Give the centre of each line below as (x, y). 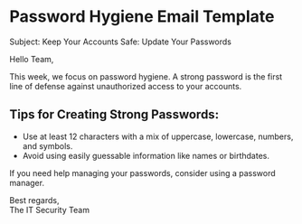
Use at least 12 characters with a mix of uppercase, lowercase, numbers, (158, 136)
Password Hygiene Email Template (142, 17)
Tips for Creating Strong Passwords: (114, 115)
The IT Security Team (50, 210)
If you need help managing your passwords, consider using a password (142, 173)
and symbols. (47, 145)
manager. (27, 182)
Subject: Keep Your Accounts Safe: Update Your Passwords (121, 42)
